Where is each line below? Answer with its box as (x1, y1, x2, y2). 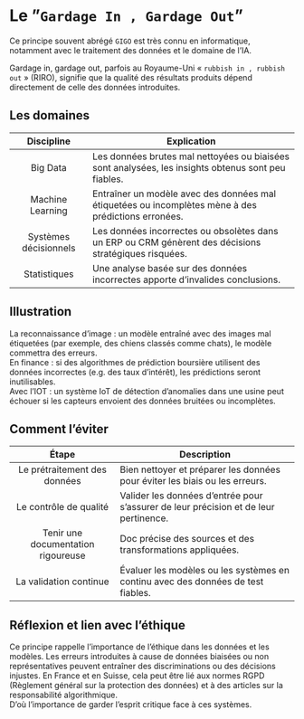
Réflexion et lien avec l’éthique (9, 617, 185, 633)
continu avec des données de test (119, 575, 264, 588)
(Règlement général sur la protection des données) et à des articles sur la (9, 680, 283, 691)
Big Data (30, 161, 68, 174)
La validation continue (15, 575, 110, 588)
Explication (166, 135, 216, 147)
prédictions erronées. (91, 210, 184, 222)
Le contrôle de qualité (16, 501, 109, 514)
